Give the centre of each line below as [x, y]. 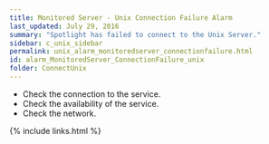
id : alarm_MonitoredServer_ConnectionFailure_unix [107, 60]
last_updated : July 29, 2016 [64, 26]
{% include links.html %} [55, 130]
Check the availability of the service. [91, 103]
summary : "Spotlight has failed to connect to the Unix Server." [135, 34]
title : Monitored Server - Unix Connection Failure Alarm [121, 18]
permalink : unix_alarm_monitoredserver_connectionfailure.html [131, 52]
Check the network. [59, 113]
